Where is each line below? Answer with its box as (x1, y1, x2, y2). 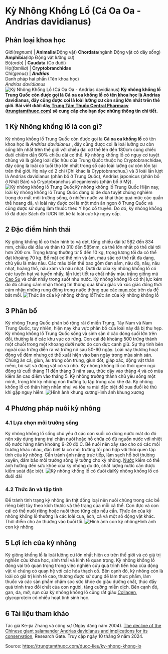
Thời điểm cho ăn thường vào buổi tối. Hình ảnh (5, 519, 156, 525)
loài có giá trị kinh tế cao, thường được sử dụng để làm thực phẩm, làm (5, 574, 151, 580)
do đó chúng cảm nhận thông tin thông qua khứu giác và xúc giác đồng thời (5, 281, 162, 287)
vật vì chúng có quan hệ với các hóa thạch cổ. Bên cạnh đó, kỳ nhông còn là (5, 568, 163, 574)
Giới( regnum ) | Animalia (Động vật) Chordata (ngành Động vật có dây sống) (5, 49, 161, 55)
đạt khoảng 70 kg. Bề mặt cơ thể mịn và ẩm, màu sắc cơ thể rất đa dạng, (5, 255, 155, 261)
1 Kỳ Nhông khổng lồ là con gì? (5, 122, 103, 131)
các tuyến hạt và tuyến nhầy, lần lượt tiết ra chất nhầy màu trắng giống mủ (5, 271, 159, 277)
